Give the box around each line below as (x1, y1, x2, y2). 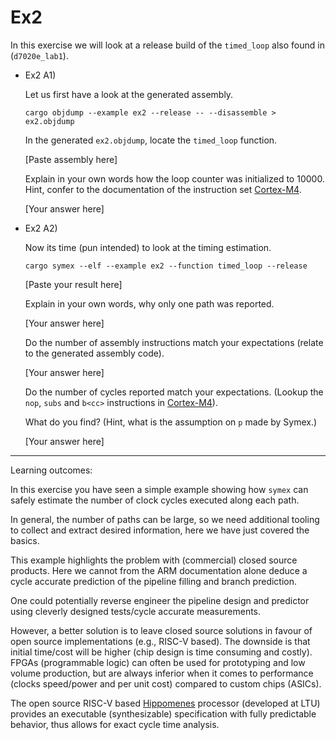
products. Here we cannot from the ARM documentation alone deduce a (10, 564, 308, 576)
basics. (10, 534, 40, 546)
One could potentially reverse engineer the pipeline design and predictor (10, 594, 310, 606)
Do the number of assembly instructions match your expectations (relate (24, 336, 324, 348)
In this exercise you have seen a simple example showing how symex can (10, 483, 309, 495)
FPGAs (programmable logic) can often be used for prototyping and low (10, 656, 306, 668)
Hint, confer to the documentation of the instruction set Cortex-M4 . (24, 183, 302, 195)
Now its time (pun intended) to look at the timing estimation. (24, 241, 272, 253)
